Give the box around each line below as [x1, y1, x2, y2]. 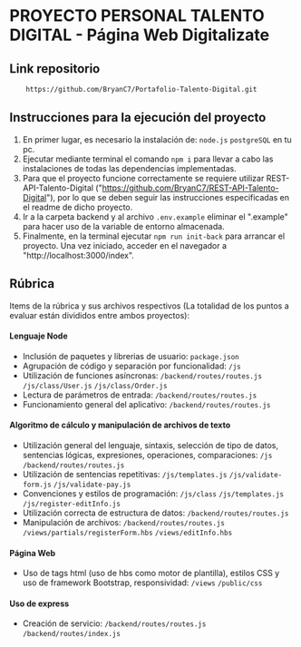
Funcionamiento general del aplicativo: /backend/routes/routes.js [22, 398, 271, 409]
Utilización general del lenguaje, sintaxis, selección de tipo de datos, [22, 439, 279, 450]
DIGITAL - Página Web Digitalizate [9, 25, 270, 45]
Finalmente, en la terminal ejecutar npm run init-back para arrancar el [22, 230, 286, 241]
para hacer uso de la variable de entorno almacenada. [22, 221, 225, 231]
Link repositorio [9, 61, 101, 76]
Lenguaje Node [9, 330, 68, 341]
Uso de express [9, 598, 70, 609]
